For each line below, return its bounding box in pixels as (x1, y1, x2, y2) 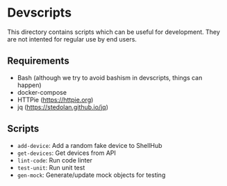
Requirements (7, 55, 69, 67)
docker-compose (17, 88, 67, 96)
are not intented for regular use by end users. (7, 35, 137, 43)
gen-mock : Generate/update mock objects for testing (17, 171, 166, 179)
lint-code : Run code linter (17, 156, 92, 164)
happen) (17, 81, 42, 89)
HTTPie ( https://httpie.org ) (17, 95, 94, 104)
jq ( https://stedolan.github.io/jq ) (17, 102, 109, 111)
